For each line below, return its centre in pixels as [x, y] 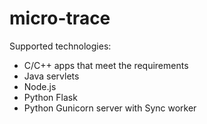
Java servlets [51, 76]
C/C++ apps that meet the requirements [106, 65]
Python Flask [50, 97]
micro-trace [60, 18]
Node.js [40, 86]
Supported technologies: [60, 46]
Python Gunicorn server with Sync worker [110, 108]
